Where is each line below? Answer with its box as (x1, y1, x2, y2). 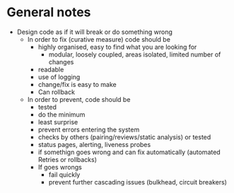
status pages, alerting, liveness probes (37, 140, 151, 148)
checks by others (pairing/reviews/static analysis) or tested (37, 132, 211, 141)
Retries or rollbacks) (37, 155, 97, 163)
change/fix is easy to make (37, 80, 117, 88)
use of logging (37, 72, 81, 81)
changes (48, 57, 74, 66)
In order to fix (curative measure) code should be (27, 35, 171, 43)
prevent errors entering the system (37, 125, 140, 134)
